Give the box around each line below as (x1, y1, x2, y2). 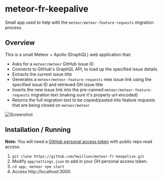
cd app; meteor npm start (12, 164, 64, 169)
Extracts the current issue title (12, 71, 72, 77)
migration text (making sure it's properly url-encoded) (30, 92, 138, 98)
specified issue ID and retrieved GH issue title (12, 81, 103, 87)
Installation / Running (5, 126, 71, 134)
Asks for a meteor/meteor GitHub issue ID (12, 61, 94, 66)
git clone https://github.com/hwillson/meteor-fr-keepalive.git (12, 154, 145, 159)
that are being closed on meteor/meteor (12, 102, 90, 108)
